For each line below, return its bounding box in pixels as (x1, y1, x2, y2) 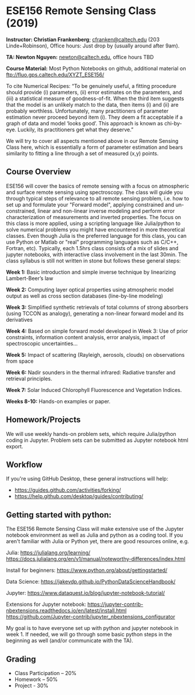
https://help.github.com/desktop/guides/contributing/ (14, 493, 144, 500)
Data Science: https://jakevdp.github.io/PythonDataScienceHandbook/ (6, 578, 176, 585)
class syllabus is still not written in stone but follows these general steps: (6, 257, 181, 264)
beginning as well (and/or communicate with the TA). (6, 637, 133, 644)
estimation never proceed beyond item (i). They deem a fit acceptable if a (6, 113, 183, 121)
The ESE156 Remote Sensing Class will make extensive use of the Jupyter (6, 526, 184, 533)
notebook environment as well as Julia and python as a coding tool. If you (6, 532, 183, 539)
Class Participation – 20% (14, 670, 77, 676)
